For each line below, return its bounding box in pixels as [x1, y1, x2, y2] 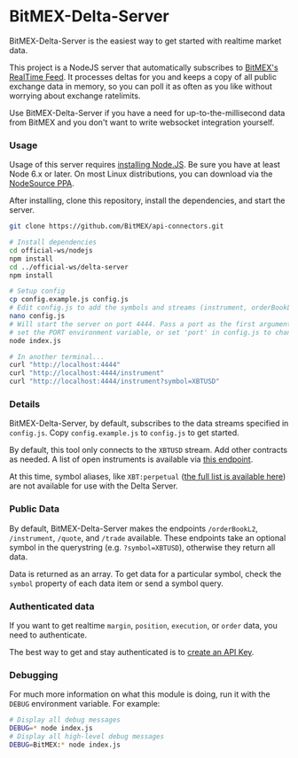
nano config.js [9, 312, 66, 321]
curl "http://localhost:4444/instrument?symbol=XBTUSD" [9, 377, 220, 387]
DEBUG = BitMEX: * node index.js [9, 740, 122, 749]
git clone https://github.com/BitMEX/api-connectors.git [9, 222, 224, 231]
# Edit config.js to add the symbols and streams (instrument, [9, 303, 248, 312]
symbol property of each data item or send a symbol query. [9, 578, 224, 589]
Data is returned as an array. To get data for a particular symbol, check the [9, 568, 282, 579]
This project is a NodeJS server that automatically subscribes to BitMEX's [9, 62, 278, 73]
